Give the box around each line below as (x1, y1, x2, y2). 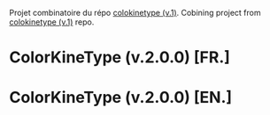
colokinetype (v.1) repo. (9, 17, 95, 27)
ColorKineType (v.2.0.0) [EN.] (9, 88, 233, 108)
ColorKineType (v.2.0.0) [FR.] (9, 47, 230, 68)
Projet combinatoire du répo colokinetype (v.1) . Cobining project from (9, 8, 261, 18)
